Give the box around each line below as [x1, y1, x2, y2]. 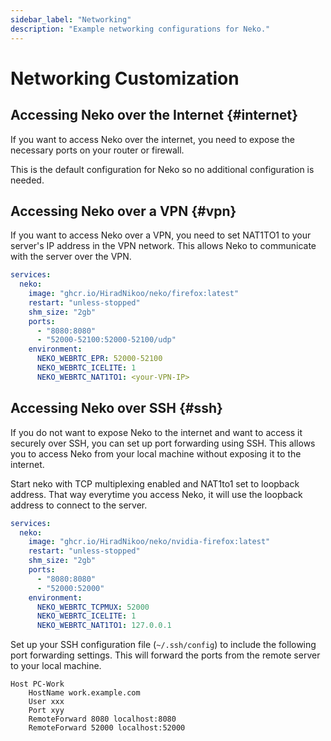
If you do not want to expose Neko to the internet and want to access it [10, 426, 303, 438]
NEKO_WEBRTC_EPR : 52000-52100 [36, 354, 163, 364]
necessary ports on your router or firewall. [10, 144, 185, 156]
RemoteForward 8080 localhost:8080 [28, 714, 177, 725]
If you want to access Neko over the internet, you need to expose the [10, 133, 295, 145]
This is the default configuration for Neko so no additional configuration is [10, 163, 315, 175]
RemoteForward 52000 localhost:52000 [28, 723, 186, 733]
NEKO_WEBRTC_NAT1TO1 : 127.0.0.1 [36, 621, 172, 631]
